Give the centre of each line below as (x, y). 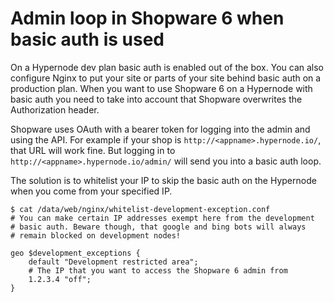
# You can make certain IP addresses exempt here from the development (162, 218)
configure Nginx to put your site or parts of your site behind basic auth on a (166, 78)
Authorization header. (55, 109)
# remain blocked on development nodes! (96, 235)
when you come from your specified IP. (91, 191)
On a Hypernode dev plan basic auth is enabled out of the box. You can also (167, 67)
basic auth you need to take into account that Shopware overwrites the (156, 99)
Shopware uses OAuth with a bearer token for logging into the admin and (160, 129)
